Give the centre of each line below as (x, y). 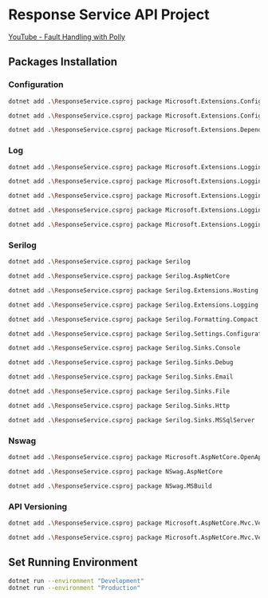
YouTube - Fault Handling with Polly (67, 37)
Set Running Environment (73, 562)
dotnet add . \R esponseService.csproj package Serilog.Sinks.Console (124, 348)
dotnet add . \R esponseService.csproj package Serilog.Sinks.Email (121, 377)
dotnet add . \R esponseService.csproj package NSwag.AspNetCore (116, 471)
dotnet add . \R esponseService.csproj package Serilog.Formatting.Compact (134, 319)
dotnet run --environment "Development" (77, 580)
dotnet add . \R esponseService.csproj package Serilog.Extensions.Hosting (134, 290)
